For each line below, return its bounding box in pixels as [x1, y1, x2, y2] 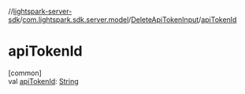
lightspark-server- [13, 7, 72, 16]
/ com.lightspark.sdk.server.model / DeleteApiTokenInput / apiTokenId [19, 15, 237, 24]
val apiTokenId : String [8, 76, 79, 85]
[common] [8, 68, 42, 78]
